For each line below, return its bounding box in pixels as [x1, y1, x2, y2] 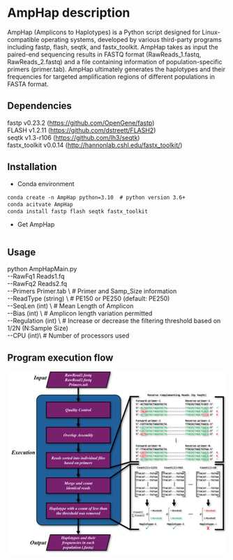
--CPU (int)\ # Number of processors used [7, 331, 130, 340]
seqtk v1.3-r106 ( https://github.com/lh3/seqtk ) [7, 133, 140, 142]
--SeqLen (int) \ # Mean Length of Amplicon [7, 302, 134, 310]
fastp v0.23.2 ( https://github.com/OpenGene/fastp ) [7, 119, 155, 127]
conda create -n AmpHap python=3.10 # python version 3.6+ [7, 194, 186, 201]
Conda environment [17, 179, 75, 188]
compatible [7, 35, 40, 43]
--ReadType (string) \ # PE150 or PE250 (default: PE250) [7, 294, 170, 303]
